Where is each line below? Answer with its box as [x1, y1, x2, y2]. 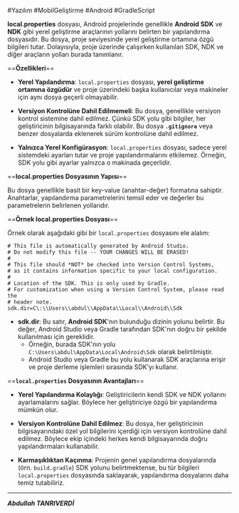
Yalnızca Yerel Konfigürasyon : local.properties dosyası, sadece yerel [17, 143, 227, 152]
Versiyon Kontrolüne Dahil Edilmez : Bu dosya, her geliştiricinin [17, 420, 204, 427]
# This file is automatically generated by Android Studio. [7, 242, 190, 249]
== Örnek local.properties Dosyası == [7, 215, 119, 223]
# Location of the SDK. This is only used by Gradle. [7, 280, 171, 287]
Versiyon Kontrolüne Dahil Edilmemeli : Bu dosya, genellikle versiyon [17, 107, 221, 115]
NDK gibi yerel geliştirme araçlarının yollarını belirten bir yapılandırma [7, 28, 211, 36]
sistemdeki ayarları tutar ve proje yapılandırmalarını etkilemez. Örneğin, [17, 151, 226, 159]
